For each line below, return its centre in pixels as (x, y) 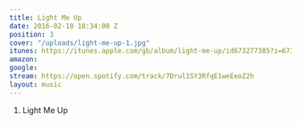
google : (24, 68)
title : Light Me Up (46, 18)
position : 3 (31, 34)
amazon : (24, 59)
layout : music (36, 84)
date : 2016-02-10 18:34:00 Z (64, 26)
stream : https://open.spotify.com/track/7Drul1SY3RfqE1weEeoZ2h (132, 76)
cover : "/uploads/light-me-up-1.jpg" (80, 43)
